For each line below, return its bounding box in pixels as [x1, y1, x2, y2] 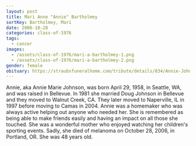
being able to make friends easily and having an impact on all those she [6, 115, 178, 122]
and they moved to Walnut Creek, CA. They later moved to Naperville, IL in [6, 97, 185, 104]
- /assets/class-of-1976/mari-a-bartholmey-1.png [11, 52, 134, 58]
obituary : [6, 68, 30, 74]
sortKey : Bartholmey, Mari [6, 19, 72, 25]
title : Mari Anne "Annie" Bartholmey [6, 14, 98, 20]
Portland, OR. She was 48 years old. [6, 133, 93, 140]
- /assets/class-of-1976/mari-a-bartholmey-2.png [11, 57, 134, 63]
